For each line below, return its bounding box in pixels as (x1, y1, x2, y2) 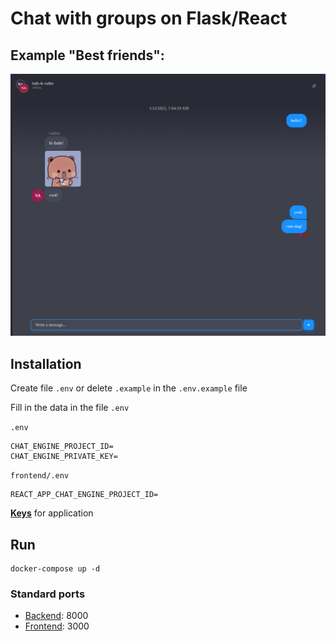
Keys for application (10, 507, 94, 519)
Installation (10, 355, 82, 372)
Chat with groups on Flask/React (10, 7, 288, 30)
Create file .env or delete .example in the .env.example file (10, 382, 248, 394)
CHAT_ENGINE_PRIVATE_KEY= (10, 452, 118, 462)
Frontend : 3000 (24, 620, 90, 632)
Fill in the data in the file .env (10, 402, 130, 414)
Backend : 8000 (24, 610, 89, 622)
